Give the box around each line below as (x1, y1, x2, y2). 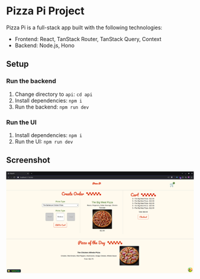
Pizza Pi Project (6, 4, 85, 18)
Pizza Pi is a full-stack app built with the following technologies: (6, 24, 162, 31)
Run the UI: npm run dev (14, 138, 73, 145)
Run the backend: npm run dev (14, 103, 89, 110)
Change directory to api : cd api (14, 91, 93, 98)
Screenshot (6, 155, 51, 165)
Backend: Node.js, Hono (14, 42, 75, 49)
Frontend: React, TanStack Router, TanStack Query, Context (14, 35, 162, 42)
